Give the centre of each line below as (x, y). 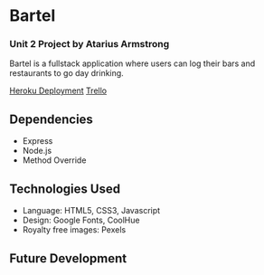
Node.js (37, 151)
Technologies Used (65, 189)
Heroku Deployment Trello (58, 90)
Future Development (68, 258)
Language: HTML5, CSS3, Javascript (91, 211)
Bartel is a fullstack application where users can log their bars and (132, 63)
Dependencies (51, 119)
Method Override (54, 160)
